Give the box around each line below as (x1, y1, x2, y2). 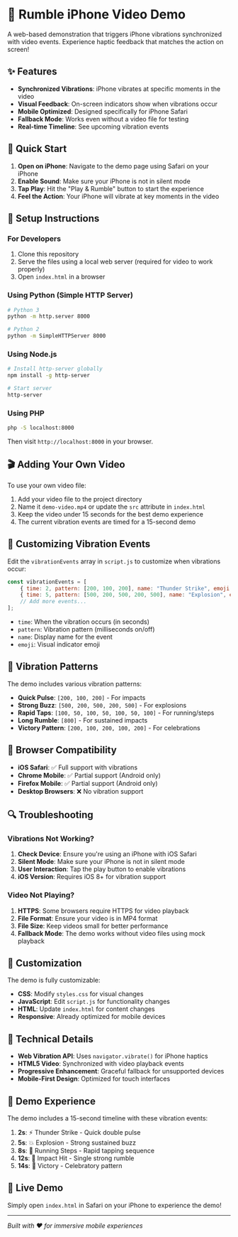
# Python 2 (7, 326, 40, 333)
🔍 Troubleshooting (7, 809, 93, 821)
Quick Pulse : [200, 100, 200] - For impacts (17, 693, 146, 702)
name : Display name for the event (17, 632, 113, 642)
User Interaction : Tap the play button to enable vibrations (17, 865, 186, 873)
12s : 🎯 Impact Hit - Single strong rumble (17, 1154, 135, 1162)
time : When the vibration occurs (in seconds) (17, 617, 150, 626)
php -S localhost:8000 (7, 424, 74, 432)
